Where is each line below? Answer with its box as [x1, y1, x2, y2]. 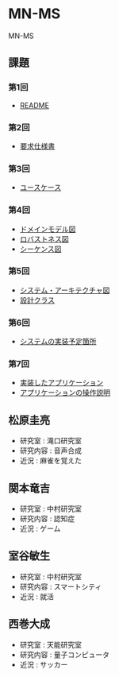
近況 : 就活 [19, 591, 54, 601]
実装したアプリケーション [19, 378, 104, 388]
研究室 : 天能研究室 [19, 640, 82, 649]
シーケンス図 [19, 244, 62, 253]
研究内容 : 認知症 [19, 514, 75, 524]
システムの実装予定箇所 [19, 337, 97, 346]
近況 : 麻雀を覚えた [19, 456, 82, 466]
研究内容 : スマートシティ [19, 582, 102, 591]
